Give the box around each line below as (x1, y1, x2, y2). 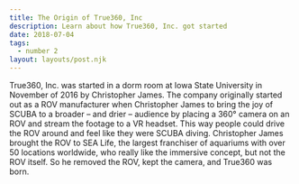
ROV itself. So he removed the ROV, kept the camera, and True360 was (9, 157, 273, 167)
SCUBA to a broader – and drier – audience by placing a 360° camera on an (9, 109, 290, 119)
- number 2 (17, 47, 59, 56)
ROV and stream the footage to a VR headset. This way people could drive (9, 118, 285, 129)
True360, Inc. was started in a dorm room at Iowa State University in (9, 80, 263, 90)
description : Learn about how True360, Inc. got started (9, 22, 228, 31)
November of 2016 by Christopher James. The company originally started (9, 89, 283, 100)
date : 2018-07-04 (9, 30, 75, 39)
